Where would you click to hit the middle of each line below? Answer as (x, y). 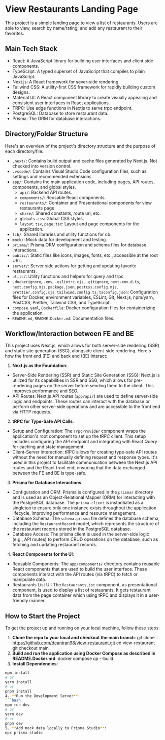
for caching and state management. (49, 447)
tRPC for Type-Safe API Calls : (43, 421)
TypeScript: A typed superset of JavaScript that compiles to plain (79, 71)
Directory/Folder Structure (47, 134)
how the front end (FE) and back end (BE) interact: (56, 356)
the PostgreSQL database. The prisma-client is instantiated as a (78, 503)
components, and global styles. (44, 187)
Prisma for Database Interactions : (47, 483)
